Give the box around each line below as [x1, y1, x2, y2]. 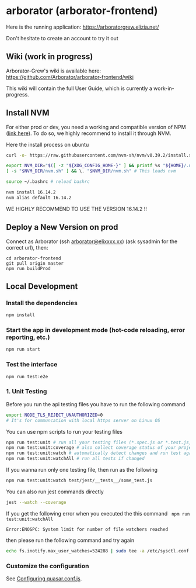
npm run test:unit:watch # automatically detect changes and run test [6, 450, 181, 456]
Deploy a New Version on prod [6, 222, 118, 232]
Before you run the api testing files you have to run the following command [6, 400, 185, 407]
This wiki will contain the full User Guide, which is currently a [6, 85, 153, 92]
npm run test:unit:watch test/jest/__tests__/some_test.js [6, 478, 153, 483]
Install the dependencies [6, 299, 78, 307]
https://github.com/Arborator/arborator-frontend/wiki [6, 73, 134, 80]
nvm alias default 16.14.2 [6, 195, 72, 200]
